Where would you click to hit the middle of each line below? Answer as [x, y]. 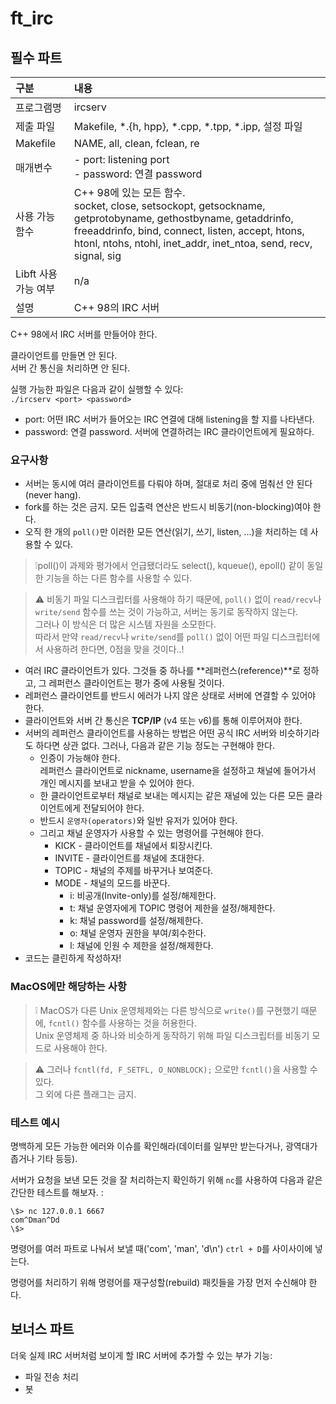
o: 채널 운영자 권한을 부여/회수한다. [138, 933]
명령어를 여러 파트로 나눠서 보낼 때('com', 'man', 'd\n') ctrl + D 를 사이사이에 [161, 1248]
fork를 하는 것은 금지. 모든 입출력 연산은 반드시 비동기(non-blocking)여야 [167, 507]
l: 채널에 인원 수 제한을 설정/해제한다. [141, 946]
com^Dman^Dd [35, 1220]
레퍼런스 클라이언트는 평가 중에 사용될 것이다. [136, 683]
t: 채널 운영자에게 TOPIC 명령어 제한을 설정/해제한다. [172, 908]
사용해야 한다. [80, 1048]
